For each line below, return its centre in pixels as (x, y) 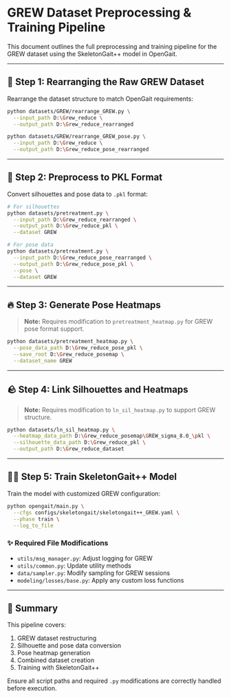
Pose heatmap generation (54, 653)
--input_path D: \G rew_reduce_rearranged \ (75, 220)
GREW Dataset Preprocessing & (99, 13)
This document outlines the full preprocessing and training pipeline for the (112, 46)
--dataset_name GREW (43, 360)
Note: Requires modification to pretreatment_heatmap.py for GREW (118, 322)
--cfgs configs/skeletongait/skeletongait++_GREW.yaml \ (97, 512)
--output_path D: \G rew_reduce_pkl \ (66, 226)
